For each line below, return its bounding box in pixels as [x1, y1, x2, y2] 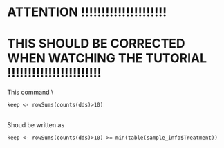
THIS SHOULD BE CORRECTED [7, 36, 185, 52]
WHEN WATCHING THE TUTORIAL [7, 50, 207, 66]
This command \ [7, 88, 54, 97]
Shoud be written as [7, 121, 65, 129]
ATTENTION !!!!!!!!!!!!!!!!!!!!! [7, 4, 167, 20]
